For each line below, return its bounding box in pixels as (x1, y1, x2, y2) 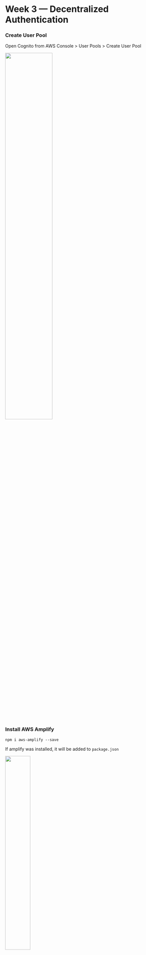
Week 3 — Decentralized (5, 3, 109, 15)
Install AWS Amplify (5, 726, 55, 733)
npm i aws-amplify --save (5, 737, 59, 742)
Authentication (5, 14, 69, 25)
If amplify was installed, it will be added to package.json (5, 746, 119, 752)
